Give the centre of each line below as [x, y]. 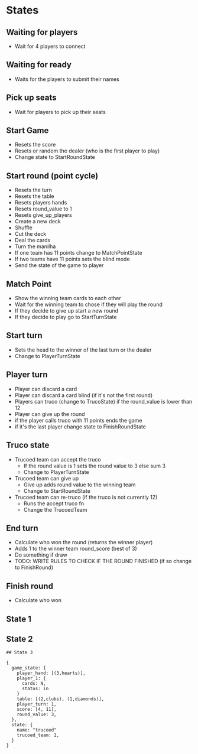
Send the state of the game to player [59, 265]
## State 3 [20, 653]
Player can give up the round [50, 414]
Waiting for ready [39, 65]
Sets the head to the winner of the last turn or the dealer [83, 350]
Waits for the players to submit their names [67, 79]
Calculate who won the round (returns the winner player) [84, 542]
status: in [35, 689]
